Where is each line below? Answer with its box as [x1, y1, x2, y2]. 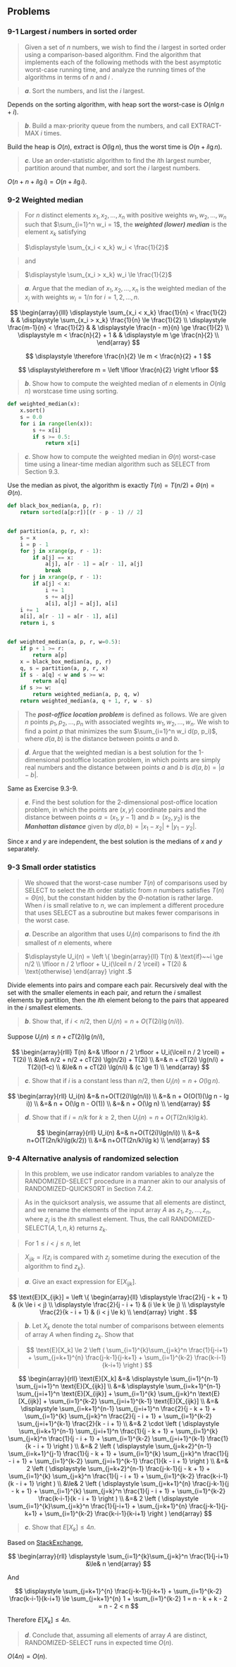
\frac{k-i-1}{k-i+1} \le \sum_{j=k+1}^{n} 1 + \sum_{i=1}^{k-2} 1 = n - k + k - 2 [9, 1594, 228, 1603]
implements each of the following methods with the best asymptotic [24, 58, 222, 66]
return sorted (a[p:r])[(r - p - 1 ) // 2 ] [20, 509, 143, 516]
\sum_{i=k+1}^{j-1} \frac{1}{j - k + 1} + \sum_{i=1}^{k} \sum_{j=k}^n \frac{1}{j [8, 1449, 229, 1458]
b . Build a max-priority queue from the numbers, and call [24, 121, 190, 130]
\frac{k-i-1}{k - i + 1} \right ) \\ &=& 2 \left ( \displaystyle [37, 1494, 199, 1503]
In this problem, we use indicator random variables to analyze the [24, 1169, 215, 1178]
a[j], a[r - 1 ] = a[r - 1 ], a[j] [44, 561, 143, 568]
